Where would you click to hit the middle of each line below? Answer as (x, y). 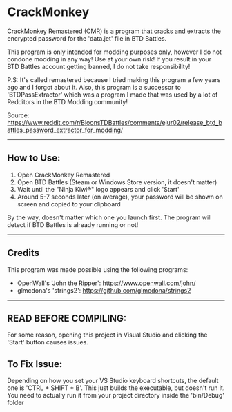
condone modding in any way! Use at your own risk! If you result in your (109, 59)
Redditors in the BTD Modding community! (67, 101)
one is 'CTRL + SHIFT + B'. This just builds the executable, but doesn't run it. (116, 388)
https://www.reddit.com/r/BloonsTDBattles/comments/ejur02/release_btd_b (115, 122)
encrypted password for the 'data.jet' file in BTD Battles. (87, 38)
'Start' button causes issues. (48, 342)
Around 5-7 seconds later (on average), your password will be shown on (120, 197)
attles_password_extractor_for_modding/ (65, 130)
